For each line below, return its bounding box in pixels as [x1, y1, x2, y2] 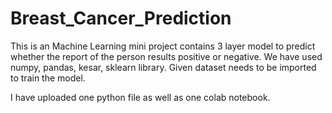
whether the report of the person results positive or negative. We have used [10, 50, 323, 62]
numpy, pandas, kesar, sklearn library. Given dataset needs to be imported [10, 61, 317, 73]
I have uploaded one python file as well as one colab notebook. [10, 91, 271, 103]
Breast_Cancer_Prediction [10, 7, 232, 30]
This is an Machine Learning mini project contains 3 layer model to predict [10, 40, 316, 52]
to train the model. [10, 72, 86, 84]
